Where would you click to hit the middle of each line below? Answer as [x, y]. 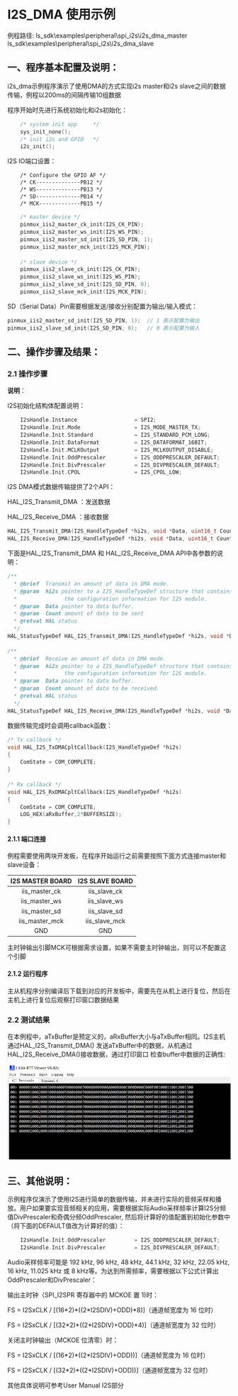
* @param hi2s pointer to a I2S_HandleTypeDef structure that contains [123, 666]
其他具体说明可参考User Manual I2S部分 [66, 1385]
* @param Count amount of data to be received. [87, 688]
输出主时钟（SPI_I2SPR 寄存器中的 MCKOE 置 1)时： [83, 1295]
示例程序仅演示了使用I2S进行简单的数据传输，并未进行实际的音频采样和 [112, 1200]
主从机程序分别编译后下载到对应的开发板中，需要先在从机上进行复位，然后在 [119, 990]
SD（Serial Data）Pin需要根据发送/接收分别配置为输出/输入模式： [103, 306]
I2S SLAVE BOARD [105, 881]
